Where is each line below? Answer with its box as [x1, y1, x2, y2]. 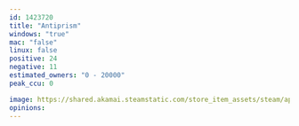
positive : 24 [9, 54, 58, 63]
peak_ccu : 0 [9, 79, 53, 88]
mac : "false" [9, 37, 58, 47]
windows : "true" [9, 29, 69, 38]
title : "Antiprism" [9, 21, 82, 30]
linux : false [9, 46, 58, 55]
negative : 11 [9, 63, 58, 72]
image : [9, 95, 34, 104]
